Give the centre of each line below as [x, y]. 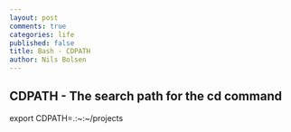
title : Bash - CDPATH [50, 52]
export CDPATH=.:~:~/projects [66, 118]
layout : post [34, 18]
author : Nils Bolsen [48, 60]
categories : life [42, 34]
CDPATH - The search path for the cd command [146, 96]
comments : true [38, 26]
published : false [42, 43]
